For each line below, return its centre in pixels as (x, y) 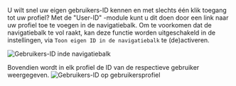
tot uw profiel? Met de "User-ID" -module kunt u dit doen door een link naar (118, 18)
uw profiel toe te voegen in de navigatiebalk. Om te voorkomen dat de (109, 25)
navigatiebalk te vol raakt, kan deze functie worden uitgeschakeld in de (111, 32)
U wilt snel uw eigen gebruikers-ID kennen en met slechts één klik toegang (117, 10)
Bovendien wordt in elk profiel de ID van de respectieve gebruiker (103, 67)
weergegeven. (28, 75)
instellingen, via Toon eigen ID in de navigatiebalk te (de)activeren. (108, 40)
